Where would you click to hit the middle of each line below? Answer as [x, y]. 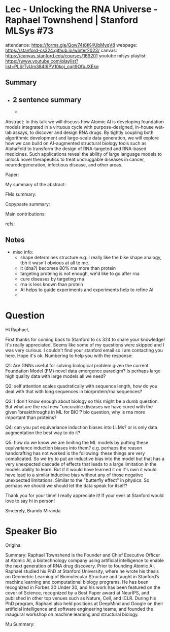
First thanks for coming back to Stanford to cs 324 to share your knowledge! [85, 339]
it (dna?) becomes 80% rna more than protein [68, 268]
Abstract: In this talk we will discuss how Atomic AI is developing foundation [84, 122]
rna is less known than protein [52, 284]
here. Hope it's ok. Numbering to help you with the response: [69, 356]
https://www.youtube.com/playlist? [42, 61]
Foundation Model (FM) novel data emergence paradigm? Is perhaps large [83, 371]
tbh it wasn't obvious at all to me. [55, 263]
